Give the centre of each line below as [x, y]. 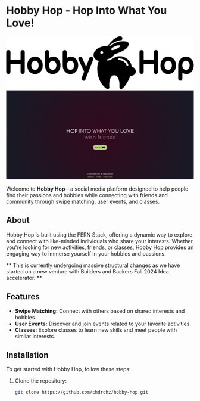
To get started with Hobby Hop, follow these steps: [68, 369]
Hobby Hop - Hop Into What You [87, 10]
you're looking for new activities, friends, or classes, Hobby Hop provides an [100, 247]
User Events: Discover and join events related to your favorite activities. [103, 324]
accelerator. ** [24, 278]
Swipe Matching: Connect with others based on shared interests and [100, 311]
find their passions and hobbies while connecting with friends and [87, 195]
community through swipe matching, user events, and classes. [83, 201]
